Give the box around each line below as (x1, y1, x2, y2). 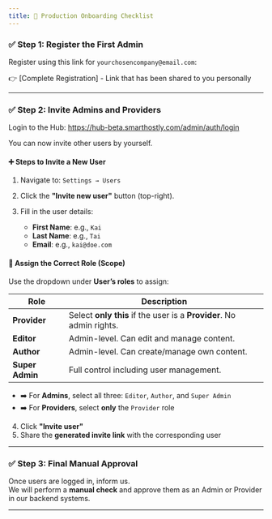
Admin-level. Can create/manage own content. (68, 345, 248, 357)
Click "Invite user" (19, 421, 83, 431)
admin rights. (68, 320, 119, 331)
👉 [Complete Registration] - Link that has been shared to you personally (8, 73, 252, 83)
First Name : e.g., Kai (32, 222, 102, 232)
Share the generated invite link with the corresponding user (19, 430, 222, 440)
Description (141, 295, 188, 307)
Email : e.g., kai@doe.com (32, 240, 113, 250)
